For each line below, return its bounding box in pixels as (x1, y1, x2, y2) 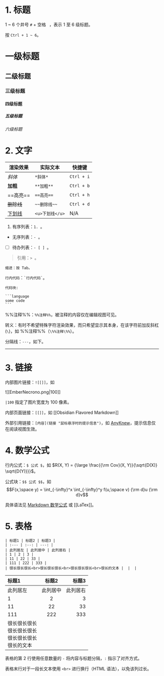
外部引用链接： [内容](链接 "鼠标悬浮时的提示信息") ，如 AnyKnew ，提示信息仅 (5, 420, 156, 426)
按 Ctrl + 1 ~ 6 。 (5, 32, 41, 38)
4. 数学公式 (5, 445, 50, 456)
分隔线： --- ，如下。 (5, 338, 46, 344)
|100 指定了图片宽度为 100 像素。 (5, 399, 72, 405)
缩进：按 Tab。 (5, 266, 33, 270)
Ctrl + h (69, 192, 90, 198)
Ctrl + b (69, 183, 90, 188)
